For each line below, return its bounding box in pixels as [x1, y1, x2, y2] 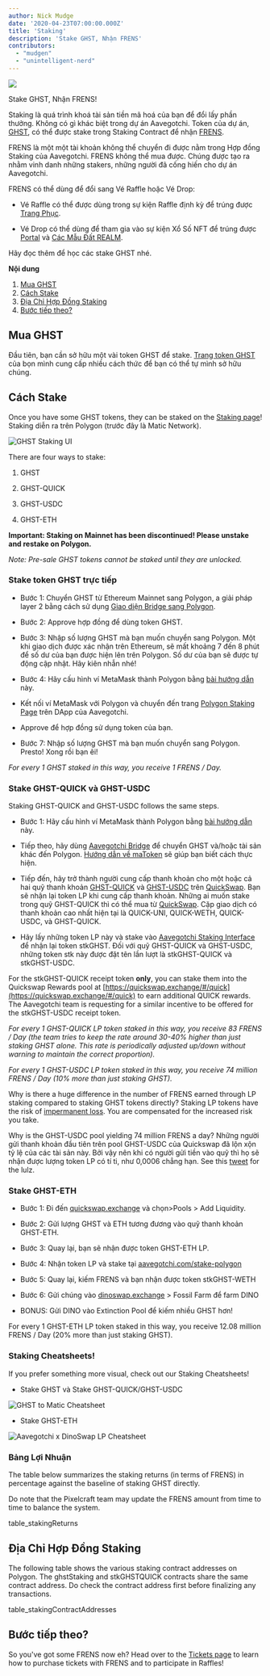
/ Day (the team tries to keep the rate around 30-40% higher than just [8, 1032, 241, 1042]
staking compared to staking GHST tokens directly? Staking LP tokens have [8, 1098, 259, 1107]
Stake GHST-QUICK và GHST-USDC [8, 783, 151, 794]
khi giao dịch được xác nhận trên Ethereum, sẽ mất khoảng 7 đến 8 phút [19, 641, 260, 651]
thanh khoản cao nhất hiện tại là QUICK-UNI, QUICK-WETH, [19, 908, 218, 918]
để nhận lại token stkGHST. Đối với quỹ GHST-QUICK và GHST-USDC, [19, 941, 253, 951]
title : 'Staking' [8, 27, 67, 35]
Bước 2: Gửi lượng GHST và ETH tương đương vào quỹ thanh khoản [19, 1219, 243, 1229]
